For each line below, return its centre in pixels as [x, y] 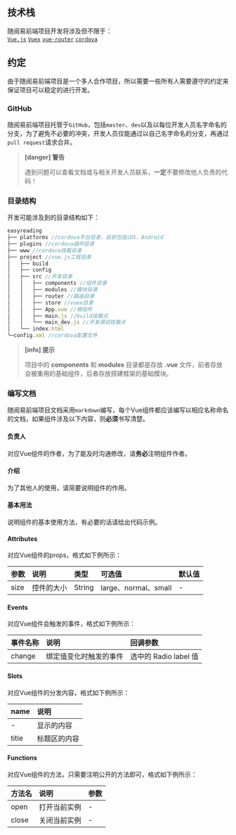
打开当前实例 [60, 807]
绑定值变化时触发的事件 [85, 656]
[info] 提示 [39, 350]
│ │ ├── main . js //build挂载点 [58, 316]
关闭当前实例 [60, 820]
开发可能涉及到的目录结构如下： [53, 217]
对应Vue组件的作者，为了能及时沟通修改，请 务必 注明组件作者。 [99, 453]
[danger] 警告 [45, 157]
